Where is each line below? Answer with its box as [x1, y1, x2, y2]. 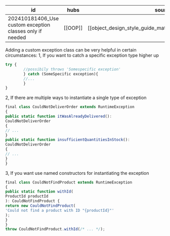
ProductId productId [5, 194, 49, 199]
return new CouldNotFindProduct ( [5, 203, 76, 208]
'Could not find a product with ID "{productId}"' [5, 208, 114, 213]
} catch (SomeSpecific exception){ [23, 71, 99, 76]
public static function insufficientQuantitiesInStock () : [5, 137, 130, 143]
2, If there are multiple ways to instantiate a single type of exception [5, 95, 147, 101]
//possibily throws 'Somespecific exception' [23, 67, 121, 72]
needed [8, 34, 26, 41]
